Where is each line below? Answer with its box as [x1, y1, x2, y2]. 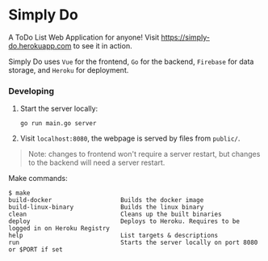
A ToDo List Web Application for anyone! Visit [8, 32, 160, 42]
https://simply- [161, 32, 210, 42]
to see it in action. [73, 40, 132, 50]
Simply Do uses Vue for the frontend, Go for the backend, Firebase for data [8, 57, 254, 66]
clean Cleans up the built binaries [8, 210, 222, 219]
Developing [8, 85, 55, 96]
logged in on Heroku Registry [8, 225, 111, 233]
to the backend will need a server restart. [27, 158, 165, 167]
